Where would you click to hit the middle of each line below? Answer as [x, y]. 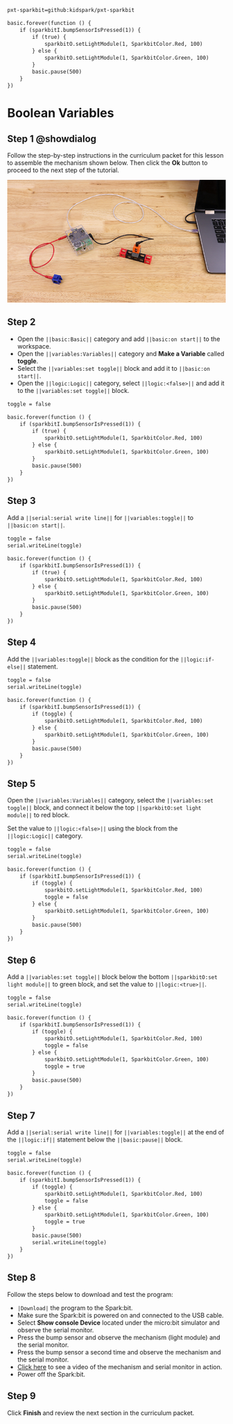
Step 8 [21, 1278]
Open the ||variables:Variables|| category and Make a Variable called [121, 353]
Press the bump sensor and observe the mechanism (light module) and [119, 1337]
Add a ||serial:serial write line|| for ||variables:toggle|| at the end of [116, 1132]
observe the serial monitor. [55, 1330]
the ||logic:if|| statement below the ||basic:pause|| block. [95, 1139]
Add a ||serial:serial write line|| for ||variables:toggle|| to [101, 517]
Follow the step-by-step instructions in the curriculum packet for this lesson [115, 155]
